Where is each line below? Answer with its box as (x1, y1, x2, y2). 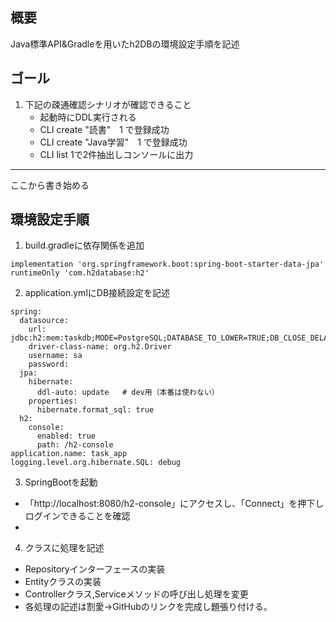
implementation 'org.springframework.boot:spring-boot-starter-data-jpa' (10, 259, 325, 270)
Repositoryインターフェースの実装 (24, 563, 166, 575)
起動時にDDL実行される (39, 111, 137, 123)
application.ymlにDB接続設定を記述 (24, 287, 171, 299)
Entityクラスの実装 (24, 576, 102, 588)
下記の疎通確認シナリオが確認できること (24, 98, 192, 110)
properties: (28, 396, 78, 407)
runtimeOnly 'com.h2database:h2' (10, 268, 150, 278)
